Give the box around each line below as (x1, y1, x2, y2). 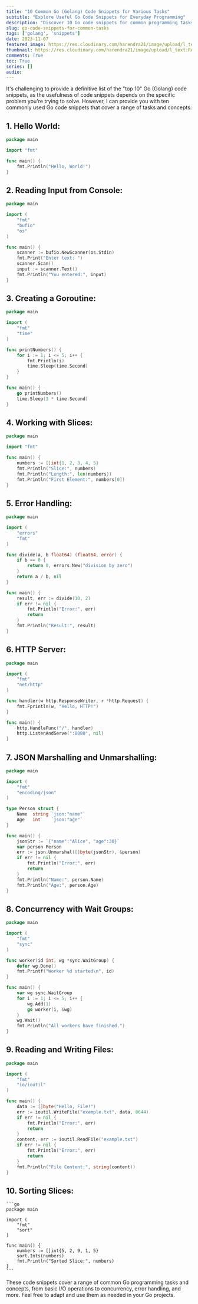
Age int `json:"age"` (16, 817, 83, 823)
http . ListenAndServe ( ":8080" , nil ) (16, 730, 104, 736)
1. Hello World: (6, 121, 61, 131)
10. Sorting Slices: (6, 1185, 74, 1195)
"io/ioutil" (16, 1082, 46, 1088)
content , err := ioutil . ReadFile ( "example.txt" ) (16, 1136, 138, 1142)
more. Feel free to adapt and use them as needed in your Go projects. (6, 1292, 175, 1299)
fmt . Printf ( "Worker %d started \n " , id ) (16, 968, 115, 974)
